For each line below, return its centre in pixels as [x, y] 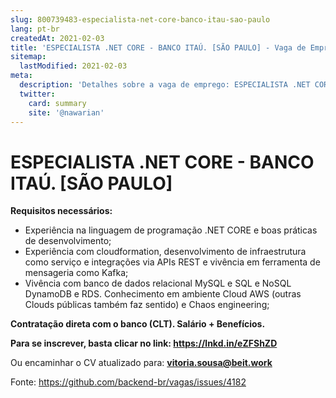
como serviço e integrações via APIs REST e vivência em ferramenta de [172, 262]
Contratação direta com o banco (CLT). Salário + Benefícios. [138, 324]
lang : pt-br [35, 29]
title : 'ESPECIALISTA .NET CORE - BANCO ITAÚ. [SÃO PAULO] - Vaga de [158, 47]
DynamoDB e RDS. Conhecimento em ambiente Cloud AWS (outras [163, 294]
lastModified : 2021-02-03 [73, 66]
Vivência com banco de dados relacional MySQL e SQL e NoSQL [158, 283]
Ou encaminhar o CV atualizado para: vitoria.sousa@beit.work [141, 363]
